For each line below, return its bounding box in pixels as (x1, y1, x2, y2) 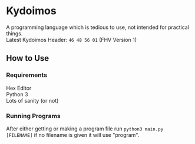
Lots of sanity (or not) (6, 97, 59, 104)
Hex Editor (6, 84, 32, 91)
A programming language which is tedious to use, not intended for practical (6, 24, 190, 31)
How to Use (6, 53, 49, 63)
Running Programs (6, 112, 61, 120)
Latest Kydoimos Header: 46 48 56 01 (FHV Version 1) (6, 36, 137, 43)
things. (6, 30, 23, 37)
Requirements (6, 71, 48, 79)
